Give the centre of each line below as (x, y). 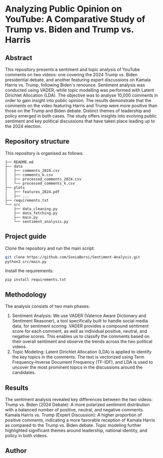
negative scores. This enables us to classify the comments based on (81, 337)
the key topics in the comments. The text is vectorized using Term (78, 357)
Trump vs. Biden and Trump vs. (69, 30)
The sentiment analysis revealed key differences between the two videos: (79, 399)
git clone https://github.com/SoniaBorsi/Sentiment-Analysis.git (72, 257)
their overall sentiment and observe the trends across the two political (82, 341)
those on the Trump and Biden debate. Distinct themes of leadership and (78, 111)
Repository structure (37, 142)
